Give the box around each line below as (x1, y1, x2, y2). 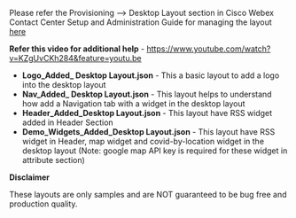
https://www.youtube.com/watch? (145, 43, 271, 54)
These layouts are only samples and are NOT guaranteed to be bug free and (9, 190, 287, 199)
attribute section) (21, 155, 86, 165)
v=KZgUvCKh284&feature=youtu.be (9, 53, 142, 63)
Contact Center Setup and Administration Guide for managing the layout (9, 17, 272, 27)
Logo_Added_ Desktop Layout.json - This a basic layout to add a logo (21, 70, 280, 81)
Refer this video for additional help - (9, 43, 145, 54)
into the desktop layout (21, 80, 106, 90)
